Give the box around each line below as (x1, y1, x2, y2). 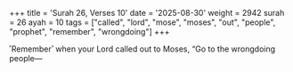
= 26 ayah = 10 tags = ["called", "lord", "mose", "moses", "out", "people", (9, 17, 276, 28)
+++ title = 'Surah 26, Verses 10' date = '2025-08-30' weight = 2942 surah (9, 8, 285, 18)
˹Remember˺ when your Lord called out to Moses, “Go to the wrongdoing (9, 44, 276, 54)
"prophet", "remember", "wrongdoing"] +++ (9, 27, 171, 36)
